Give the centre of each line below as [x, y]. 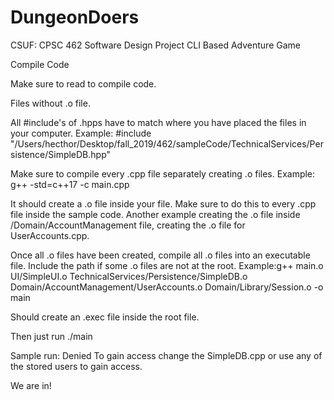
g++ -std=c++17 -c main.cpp [70, 184]
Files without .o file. [50, 103]
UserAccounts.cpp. [50, 235]
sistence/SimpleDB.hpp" [61, 154]
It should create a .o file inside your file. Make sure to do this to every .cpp [163, 203]
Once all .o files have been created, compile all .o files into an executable [160, 255]
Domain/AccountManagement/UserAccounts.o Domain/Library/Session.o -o [167, 287]
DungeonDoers [75, 17]
